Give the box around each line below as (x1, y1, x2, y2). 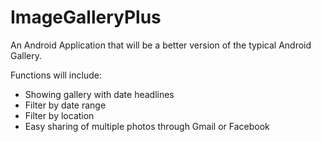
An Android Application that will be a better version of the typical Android (10, 39, 312, 51)
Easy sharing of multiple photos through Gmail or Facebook (24, 120, 270, 132)
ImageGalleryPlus (10, 6, 162, 29)
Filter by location (24, 109, 95, 121)
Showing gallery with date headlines (24, 88, 175, 100)
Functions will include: (10, 69, 102, 81)
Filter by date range (24, 99, 107, 111)
